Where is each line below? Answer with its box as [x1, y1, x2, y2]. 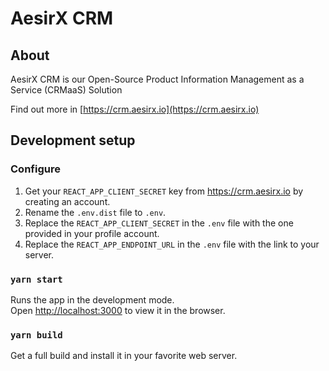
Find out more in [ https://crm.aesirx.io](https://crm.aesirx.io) [10, 103, 260, 115]
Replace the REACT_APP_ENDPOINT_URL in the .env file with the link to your [24, 238, 320, 250]
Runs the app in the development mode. [10, 293, 175, 306]
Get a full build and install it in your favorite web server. [10, 350, 238, 362]
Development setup [10, 132, 136, 149]
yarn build [10, 329, 63, 341]
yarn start [10, 273, 63, 285]
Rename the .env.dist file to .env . [24, 206, 167, 218]
